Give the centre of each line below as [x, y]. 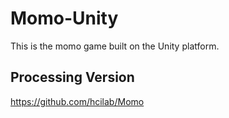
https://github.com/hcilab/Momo [77, 101]
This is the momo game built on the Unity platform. [115, 46]
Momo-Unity [64, 18]
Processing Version [72, 77]
